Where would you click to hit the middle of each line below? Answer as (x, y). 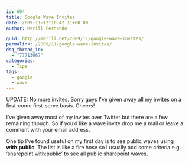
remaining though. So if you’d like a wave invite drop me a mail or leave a (95, 123)
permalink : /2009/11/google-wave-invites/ (59, 44)
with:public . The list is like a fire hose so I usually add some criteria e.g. (94, 148)
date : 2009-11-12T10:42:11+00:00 (47, 22)
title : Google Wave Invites (41, 17)
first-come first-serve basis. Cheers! (50, 106)
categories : (21, 61)
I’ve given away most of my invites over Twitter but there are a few (87, 117)
